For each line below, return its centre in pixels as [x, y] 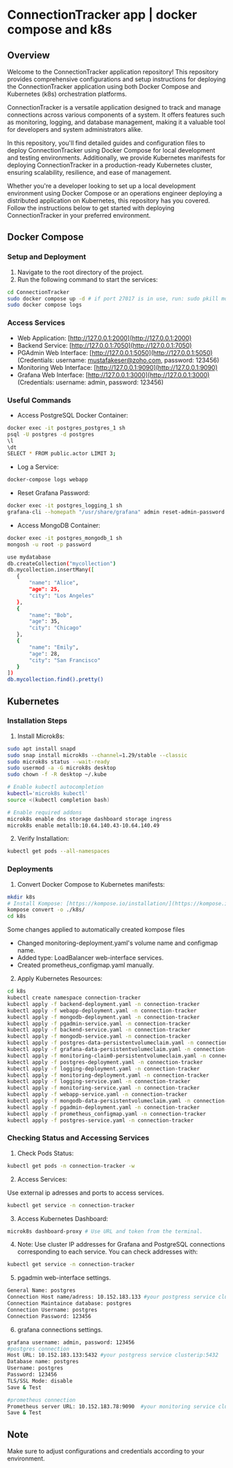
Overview [29, 55]
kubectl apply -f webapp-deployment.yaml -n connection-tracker [102, 1010]
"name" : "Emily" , [54, 647]
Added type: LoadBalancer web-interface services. [90, 958]
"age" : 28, [44, 654]
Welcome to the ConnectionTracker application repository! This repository [113, 72]
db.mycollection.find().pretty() [55, 680]
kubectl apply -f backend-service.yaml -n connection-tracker [99, 1030]
